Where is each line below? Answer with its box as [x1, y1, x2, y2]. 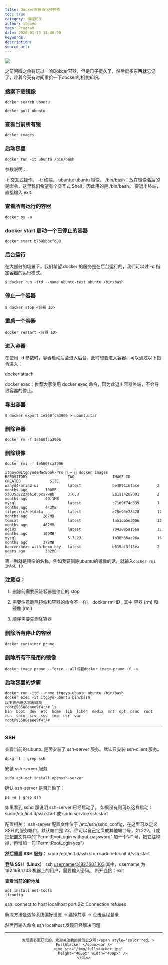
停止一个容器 [5, 292, 36, 299]
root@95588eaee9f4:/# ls [5, 705, 57, 710]
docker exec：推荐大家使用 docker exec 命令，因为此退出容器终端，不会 [5, 381, 155, 387]
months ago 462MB [5, 523, 55, 528]
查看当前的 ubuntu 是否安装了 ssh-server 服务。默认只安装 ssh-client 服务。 [5, 746, 162, 752]
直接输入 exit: [5, 189, 33, 195]
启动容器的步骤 [5, 679, 41, 686]
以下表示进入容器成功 [5, 700, 42, 705]
